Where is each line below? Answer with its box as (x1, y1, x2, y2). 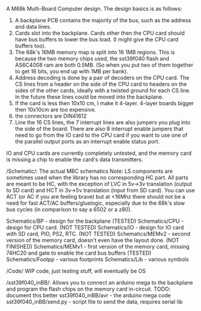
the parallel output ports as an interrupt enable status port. (14, 138, 160, 145)
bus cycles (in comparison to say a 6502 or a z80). (6, 206, 132, 213)
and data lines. (14, 23, 52, 30)
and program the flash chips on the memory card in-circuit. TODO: (6, 285, 171, 292)
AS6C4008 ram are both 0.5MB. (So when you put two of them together (14, 61, 194, 68)
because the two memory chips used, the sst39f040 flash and (14, 55, 170, 62)
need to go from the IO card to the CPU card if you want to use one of (14, 131, 188, 139)
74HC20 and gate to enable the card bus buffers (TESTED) (6, 249, 152, 256)
